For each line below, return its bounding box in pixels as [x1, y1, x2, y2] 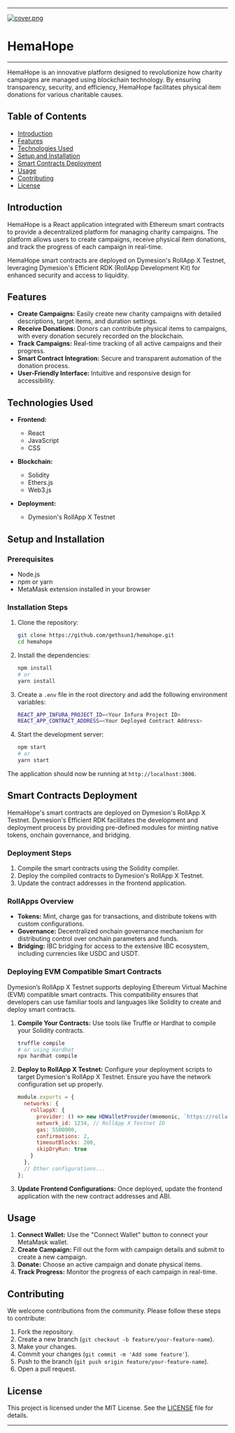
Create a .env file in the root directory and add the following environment [17, 690, 228, 698]
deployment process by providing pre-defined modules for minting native [7, 823, 219, 831]
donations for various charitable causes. [7, 90, 124, 99]
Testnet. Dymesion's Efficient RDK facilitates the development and [7, 816, 198, 824]
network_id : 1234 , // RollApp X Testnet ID [36, 1120, 166, 1127]
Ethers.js [27, 479, 54, 487]
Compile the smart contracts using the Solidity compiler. [17, 864, 180, 873]
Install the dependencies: [17, 651, 91, 659]
